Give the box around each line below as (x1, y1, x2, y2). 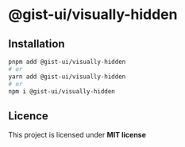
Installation (8, 37, 65, 51)
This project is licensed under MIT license (8, 130, 147, 140)
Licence (8, 109, 49, 122)
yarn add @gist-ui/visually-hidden (8, 73, 126, 81)
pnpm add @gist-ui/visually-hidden (8, 58, 126, 66)
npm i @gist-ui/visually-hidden (8, 87, 115, 96)
